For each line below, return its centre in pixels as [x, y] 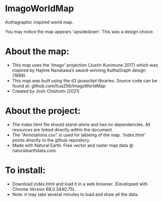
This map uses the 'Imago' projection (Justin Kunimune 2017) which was [85, 65]
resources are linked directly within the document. [62, 129]
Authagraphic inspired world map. [39, 22]
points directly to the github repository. [51, 140]
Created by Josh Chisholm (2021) [46, 91]
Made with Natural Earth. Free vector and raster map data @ [72, 145]
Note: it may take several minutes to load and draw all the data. [75, 194]
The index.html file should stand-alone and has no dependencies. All [81, 124]
